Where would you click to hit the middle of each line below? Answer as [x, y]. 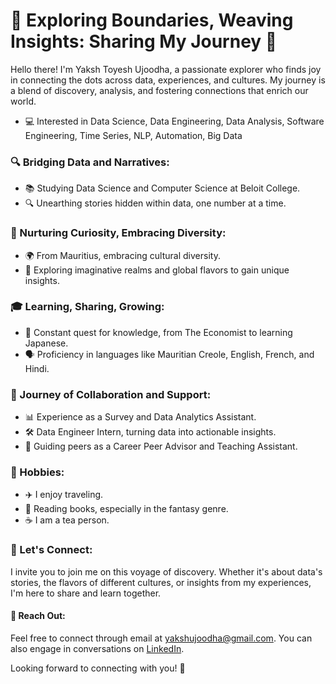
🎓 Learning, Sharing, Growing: [87, 307]
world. [23, 101]
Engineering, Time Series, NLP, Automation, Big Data [133, 135]
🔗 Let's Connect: [51, 550]
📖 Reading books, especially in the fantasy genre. [126, 509]
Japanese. [46, 343]
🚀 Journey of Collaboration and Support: [111, 394]
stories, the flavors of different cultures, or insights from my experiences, [161, 582]
